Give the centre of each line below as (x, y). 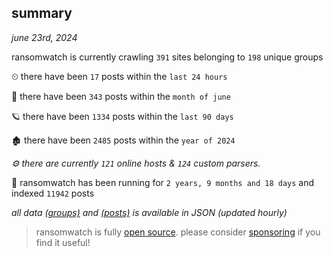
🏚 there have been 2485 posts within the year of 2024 (123, 140)
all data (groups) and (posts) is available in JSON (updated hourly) (149, 212)
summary (42, 13)
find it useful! (63, 242)
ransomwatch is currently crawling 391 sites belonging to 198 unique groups (167, 57)
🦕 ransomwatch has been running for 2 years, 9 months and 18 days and (163, 182)
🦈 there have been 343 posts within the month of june (121, 96)
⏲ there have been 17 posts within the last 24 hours (119, 76)
